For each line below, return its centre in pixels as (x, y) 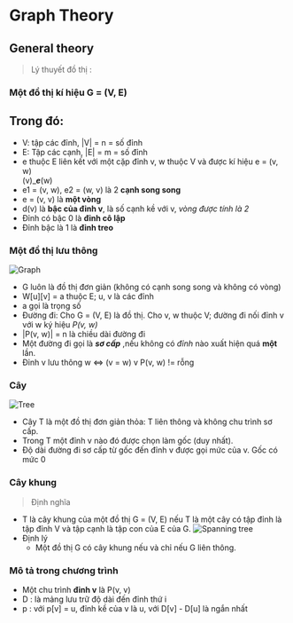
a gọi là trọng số (51, 306)
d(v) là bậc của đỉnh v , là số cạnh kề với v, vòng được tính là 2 (135, 209)
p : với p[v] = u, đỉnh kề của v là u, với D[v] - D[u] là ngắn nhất (135, 608)
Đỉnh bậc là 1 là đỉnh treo (67, 227)
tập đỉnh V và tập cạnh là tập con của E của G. (107, 528)
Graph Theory (62, 16)
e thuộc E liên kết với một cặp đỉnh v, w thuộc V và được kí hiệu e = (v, (150, 162)
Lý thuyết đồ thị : (62, 69)
